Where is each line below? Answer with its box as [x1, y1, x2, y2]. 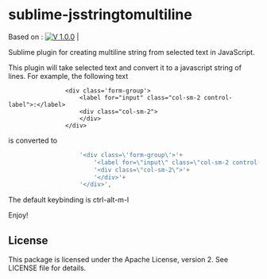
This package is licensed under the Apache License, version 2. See [8, 255, 229, 265]
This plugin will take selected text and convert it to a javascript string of [8, 62, 242, 73]
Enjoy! [8, 210, 29, 220]
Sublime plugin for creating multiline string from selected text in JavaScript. [8, 47, 256, 57]
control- [203, 93, 233, 101]
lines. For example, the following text [8, 71, 129, 81]
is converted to [8, 136, 58, 145]
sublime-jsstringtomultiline [8, 6, 192, 24]
